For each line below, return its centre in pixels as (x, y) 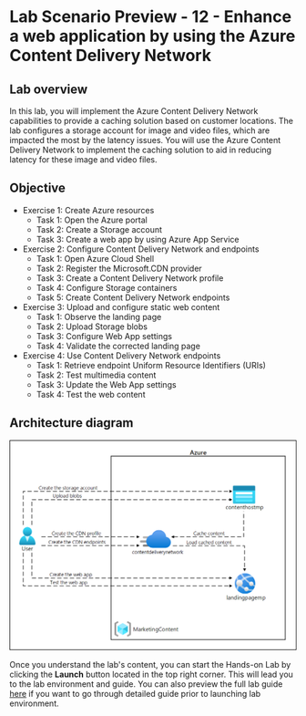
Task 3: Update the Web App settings (106, 384)
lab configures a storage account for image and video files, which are (140, 130)
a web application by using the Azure (153, 36)
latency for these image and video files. (83, 160)
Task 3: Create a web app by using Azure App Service (138, 239)
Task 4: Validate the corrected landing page (118, 346)
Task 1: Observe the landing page (99, 316)
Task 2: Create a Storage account (99, 229)
